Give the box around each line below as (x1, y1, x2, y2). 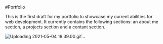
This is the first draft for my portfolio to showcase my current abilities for (5, 14, 153, 19)
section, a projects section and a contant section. (5, 24, 106, 30)
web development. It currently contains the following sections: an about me (5, 19, 159, 24)
